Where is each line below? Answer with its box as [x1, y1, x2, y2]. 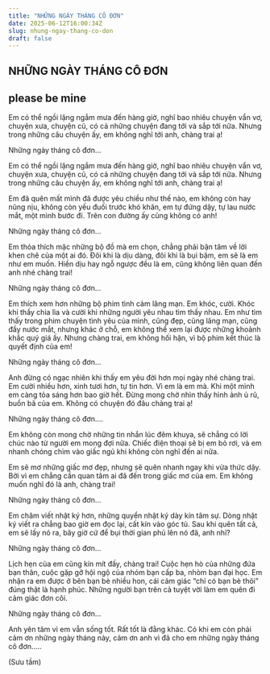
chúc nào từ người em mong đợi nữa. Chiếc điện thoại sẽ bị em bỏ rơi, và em [8, 438, 262, 448]
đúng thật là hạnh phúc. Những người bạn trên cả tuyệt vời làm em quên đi [8, 585, 255, 594]
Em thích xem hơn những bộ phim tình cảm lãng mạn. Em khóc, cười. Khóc [8, 299, 255, 308]
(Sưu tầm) [8, 657, 42, 667]
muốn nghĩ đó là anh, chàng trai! [8, 480, 116, 490]
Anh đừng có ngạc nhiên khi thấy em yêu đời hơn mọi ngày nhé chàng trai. [8, 373, 255, 382]
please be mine [8, 92, 87, 105]
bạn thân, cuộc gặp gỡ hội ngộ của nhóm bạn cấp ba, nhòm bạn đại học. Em [8, 568, 263, 577]
